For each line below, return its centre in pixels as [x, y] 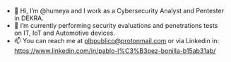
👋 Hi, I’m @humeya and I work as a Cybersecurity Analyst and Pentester [119, 11]
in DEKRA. [29, 18]
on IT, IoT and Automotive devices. [64, 33]
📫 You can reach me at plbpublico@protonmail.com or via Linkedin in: [117, 41]
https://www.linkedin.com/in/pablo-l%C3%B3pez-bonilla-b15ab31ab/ [115, 51]
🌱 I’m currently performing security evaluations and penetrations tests [116, 25]
